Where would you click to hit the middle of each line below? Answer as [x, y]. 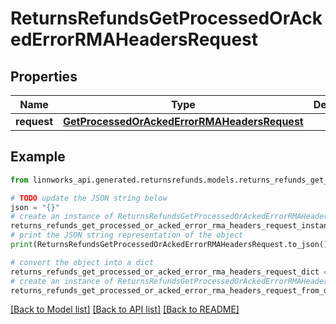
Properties [44, 76]
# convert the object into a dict [82, 262]
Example [38, 157]
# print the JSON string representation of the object [127, 235]
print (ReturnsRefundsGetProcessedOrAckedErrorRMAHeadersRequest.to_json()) [171, 245]
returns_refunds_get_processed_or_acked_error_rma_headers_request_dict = [169, 272]
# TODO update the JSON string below [89, 198]
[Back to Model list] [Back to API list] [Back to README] [125, 309]
